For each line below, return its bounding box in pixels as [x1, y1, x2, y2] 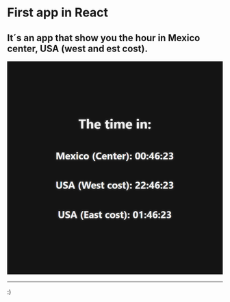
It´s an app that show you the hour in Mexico [7, 32, 201, 44]
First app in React [7, 5, 108, 21]
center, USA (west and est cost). [7, 42, 149, 54]
